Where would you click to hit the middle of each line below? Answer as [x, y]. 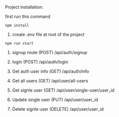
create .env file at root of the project [48, 34]
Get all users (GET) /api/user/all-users [50, 81]
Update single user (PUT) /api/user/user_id [55, 100]
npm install [17, 25]
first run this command [28, 16]
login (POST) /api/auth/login [40, 62]
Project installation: [24, 7]
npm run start [19, 43]
